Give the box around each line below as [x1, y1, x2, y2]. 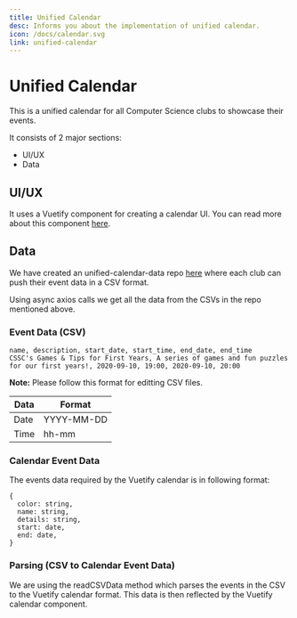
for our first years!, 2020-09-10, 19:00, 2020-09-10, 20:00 [9, 362, 241, 370]
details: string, [17, 516, 82, 524]
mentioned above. [9, 304, 76, 314]
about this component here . [9, 218, 111, 228]
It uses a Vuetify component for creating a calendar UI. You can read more [9, 208, 282, 219]
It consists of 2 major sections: [9, 133, 122, 143]
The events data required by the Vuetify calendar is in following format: [9, 475, 270, 485]
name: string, [17, 508, 69, 516]
